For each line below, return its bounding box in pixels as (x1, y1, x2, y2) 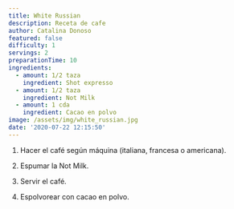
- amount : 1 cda (15, 101, 70, 109)
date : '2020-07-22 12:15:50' (8, 123, 106, 131)
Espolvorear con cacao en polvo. (19, 191, 130, 201)
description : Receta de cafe (8, 19, 106, 27)
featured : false (8, 34, 63, 42)
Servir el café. (19, 176, 67, 186)
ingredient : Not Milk (23, 94, 95, 102)
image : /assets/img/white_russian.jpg (8, 116, 138, 124)
